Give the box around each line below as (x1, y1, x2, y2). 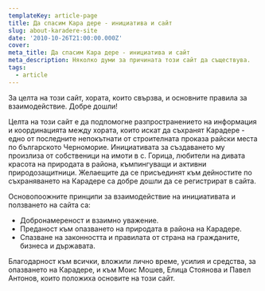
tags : (8, 64, 26, 72)
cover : (8, 41, 30, 49)
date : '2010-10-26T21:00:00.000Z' (8, 33, 123, 42)
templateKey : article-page (8, 11, 98, 20)
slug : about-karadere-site (8, 26, 98, 34)
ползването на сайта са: (8, 200, 92, 210)
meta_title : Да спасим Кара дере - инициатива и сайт (8, 49, 191, 57)
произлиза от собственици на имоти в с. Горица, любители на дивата (8, 151, 245, 160)
